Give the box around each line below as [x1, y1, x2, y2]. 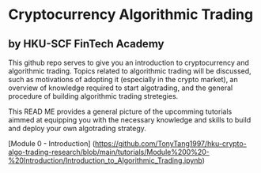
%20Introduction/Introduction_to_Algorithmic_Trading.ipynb [8, 156, 203, 165]
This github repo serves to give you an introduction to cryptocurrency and [8, 58, 249, 67]
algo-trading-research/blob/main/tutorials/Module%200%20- [8, 148, 210, 156]
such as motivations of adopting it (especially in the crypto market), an [8, 75, 239, 84]
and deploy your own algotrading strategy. [8, 124, 146, 133]
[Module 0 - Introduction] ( [8, 139, 96, 148]
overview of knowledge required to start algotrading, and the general [8, 83, 233, 92]
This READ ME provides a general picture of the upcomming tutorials [8, 107, 233, 116]
